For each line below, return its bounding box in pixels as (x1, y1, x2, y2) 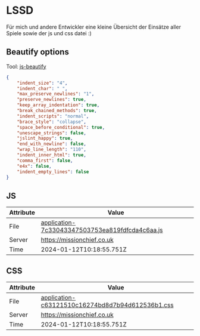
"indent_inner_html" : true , (17, 152, 86, 158)
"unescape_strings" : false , (17, 130, 86, 136)
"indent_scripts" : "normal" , (17, 113, 89, 119)
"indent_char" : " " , (17, 85, 68, 91)
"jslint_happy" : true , (17, 135, 73, 141)
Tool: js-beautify (6, 63, 46, 70)
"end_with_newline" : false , (17, 141, 86, 147)
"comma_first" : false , (17, 158, 73, 164)
